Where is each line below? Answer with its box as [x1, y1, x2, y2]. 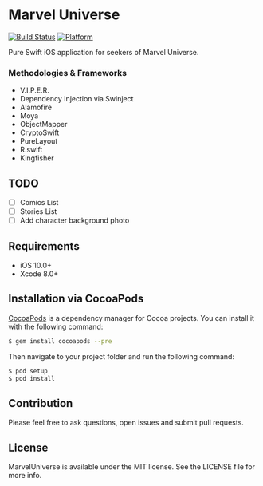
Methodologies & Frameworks [8, 67, 128, 78]
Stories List [19, 207, 57, 216]
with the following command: [8, 322, 104, 331]
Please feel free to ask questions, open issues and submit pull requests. [8, 417, 245, 428]
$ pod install [8, 374, 56, 382]
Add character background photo [19, 215, 130, 225]
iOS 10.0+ [19, 261, 52, 271]
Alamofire [19, 102, 53, 113]
